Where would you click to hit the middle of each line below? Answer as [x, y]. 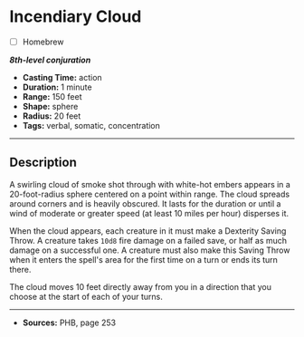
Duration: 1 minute [57, 87]
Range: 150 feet [52, 96]
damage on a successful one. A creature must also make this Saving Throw [150, 250]
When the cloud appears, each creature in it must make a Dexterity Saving [148, 231]
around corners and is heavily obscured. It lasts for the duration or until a [145, 203]
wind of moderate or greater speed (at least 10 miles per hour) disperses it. [149, 213]
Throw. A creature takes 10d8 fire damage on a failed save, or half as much [148, 240]
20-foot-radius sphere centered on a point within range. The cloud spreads [150, 194]
